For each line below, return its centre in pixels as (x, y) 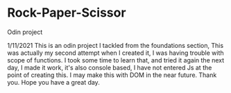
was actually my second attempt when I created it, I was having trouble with (115, 53)
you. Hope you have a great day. (54, 82)
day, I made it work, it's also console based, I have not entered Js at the (110, 67)
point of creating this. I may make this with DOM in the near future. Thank (112, 75)
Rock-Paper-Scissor (67, 13)
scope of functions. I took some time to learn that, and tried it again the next (116, 60)
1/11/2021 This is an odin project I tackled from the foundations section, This (115, 45)
